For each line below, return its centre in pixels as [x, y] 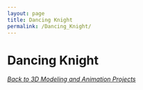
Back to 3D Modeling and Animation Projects [72, 79]
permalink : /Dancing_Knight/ [49, 26]
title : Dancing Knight [40, 20]
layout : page [26, 13]
